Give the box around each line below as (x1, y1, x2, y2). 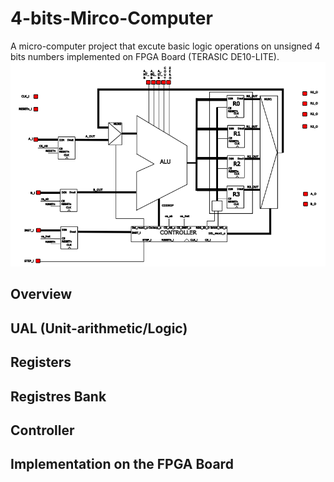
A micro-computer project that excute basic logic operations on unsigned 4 (10, 40, 321, 52)
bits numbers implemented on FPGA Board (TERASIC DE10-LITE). (10, 50, 280, 62)
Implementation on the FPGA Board (10, 456, 234, 473)
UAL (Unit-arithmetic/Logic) (10, 320, 188, 337)
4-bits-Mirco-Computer (10, 7, 213, 30)
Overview (10, 286, 73, 303)
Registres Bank (10, 388, 107, 405)
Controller (10, 422, 75, 439)
